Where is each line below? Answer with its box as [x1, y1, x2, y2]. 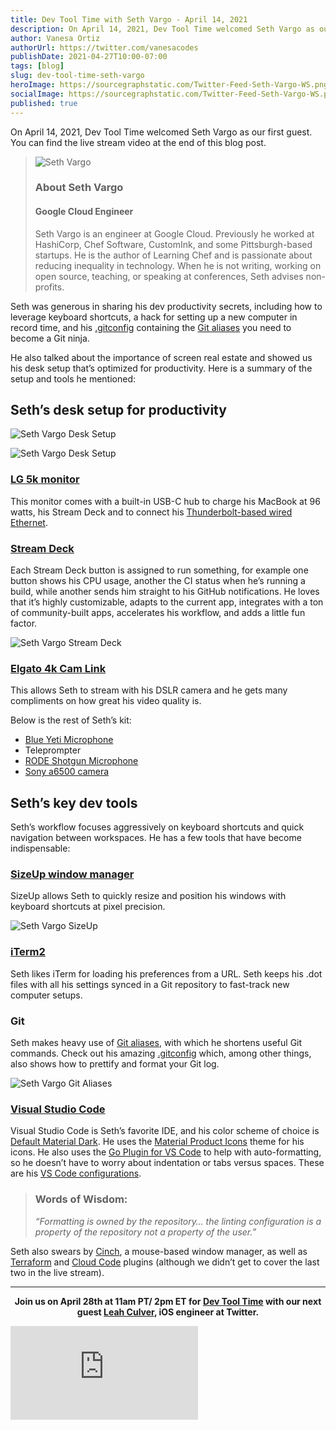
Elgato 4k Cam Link [10, 661, 107, 675]
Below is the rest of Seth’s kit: [10, 714, 132, 726]
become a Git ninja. [10, 332, 90, 344]
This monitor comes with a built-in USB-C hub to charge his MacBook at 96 [10, 495, 321, 507]
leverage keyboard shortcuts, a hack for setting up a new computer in [10, 311, 298, 323]
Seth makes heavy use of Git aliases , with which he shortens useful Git [10, 1037, 303, 1049]
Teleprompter [24, 744, 82, 756]
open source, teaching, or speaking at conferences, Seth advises [34, 270, 304, 282]
